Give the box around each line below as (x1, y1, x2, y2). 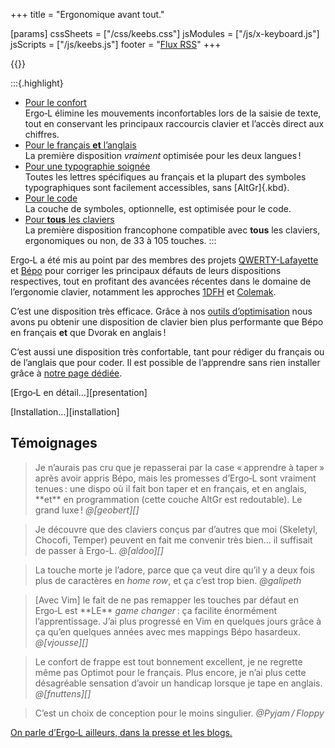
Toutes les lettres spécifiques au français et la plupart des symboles (24, 171, 307, 183)
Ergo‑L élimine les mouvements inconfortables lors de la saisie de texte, (24, 107, 322, 119)
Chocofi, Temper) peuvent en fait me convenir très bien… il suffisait (34, 534, 313, 546)
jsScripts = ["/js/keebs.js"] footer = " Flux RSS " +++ (10, 39, 222, 50)
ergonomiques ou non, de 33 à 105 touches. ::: (24, 235, 217, 246)
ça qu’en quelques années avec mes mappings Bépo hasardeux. (34, 625, 302, 638)
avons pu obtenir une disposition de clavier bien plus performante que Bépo (10, 316, 324, 328)
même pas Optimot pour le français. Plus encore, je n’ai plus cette (34, 666, 307, 678)
